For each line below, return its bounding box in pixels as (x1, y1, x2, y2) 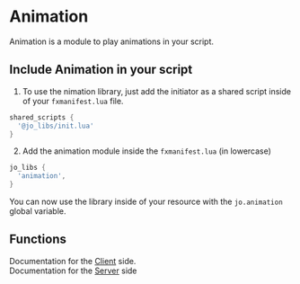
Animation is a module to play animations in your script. (9, 36, 214, 47)
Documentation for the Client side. (9, 255, 137, 266)
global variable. (9, 206, 66, 217)
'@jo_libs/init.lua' (17, 121, 94, 130)
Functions (9, 232, 67, 247)
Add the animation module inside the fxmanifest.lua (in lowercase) (22, 146, 272, 156)
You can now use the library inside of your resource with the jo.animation (9, 196, 283, 207)
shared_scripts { (9, 112, 75, 122)
